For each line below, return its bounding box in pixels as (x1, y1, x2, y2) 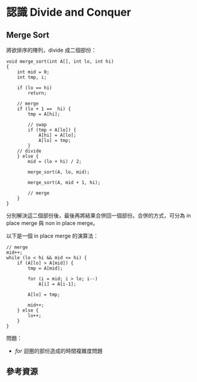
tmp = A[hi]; (28, 111, 61, 117)
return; (28, 90, 47, 96)
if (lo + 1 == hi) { (17, 106, 71, 112)
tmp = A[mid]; (28, 265, 63, 271)
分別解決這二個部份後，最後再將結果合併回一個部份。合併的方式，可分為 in (6, 212, 191, 219)
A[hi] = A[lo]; (38, 132, 77, 138)
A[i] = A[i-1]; (38, 281, 77, 287)
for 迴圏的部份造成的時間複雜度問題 (14, 347, 103, 354)
